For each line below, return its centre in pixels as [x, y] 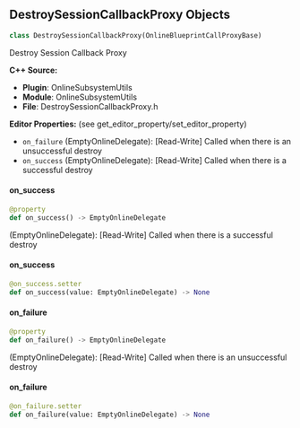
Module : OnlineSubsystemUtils [79, 97]
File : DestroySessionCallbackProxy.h [90, 106]
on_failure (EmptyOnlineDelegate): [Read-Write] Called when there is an [157, 141]
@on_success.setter [46, 284]
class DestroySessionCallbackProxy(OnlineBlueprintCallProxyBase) [136, 35]
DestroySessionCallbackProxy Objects [120, 15]
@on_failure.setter [46, 406]
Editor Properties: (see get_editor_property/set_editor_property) [129, 124]
